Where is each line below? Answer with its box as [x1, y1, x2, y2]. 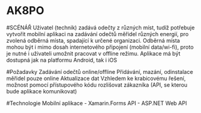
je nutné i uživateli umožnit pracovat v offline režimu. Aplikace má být [6, 49, 181, 57]
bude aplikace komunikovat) [6, 87, 77, 95]
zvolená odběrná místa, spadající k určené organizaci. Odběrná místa [6, 37, 180, 44]
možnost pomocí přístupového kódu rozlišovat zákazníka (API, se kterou [6, 81, 188, 89]
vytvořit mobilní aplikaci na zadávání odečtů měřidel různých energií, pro [6, 30, 189, 37]
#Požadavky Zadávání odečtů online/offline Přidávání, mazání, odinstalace [6, 68, 194, 75]
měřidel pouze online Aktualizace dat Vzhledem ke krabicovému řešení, [6, 75, 186, 82]
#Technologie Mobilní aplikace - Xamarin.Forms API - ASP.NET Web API [6, 99, 187, 107]
